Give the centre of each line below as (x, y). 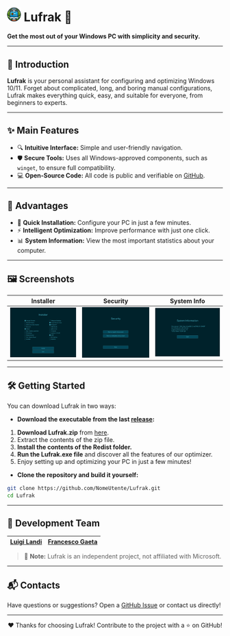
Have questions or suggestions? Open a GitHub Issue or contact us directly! (114, 605)
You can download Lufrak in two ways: (62, 406)
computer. (31, 250)
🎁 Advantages (38, 206)
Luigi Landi (26, 541)
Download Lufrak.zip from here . (63, 432)
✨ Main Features (43, 131)
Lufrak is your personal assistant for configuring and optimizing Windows (111, 81)
